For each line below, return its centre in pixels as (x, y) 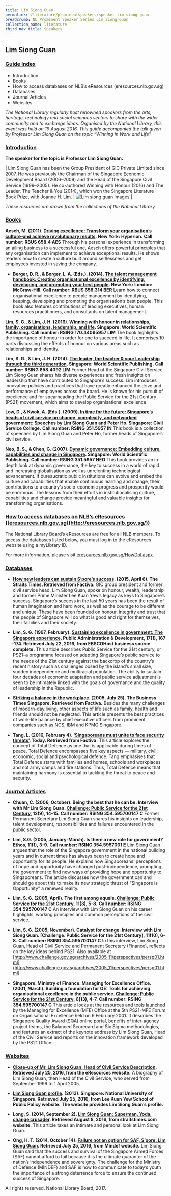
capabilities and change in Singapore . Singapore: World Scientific (76, 454)
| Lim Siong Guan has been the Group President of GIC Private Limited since (85, 168)
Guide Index (20, 64)
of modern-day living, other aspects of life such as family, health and (85, 709)
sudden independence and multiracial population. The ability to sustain (87, 672)
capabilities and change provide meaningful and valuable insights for (78, 498)
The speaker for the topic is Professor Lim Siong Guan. (64, 158)
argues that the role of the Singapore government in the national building (89, 850)
